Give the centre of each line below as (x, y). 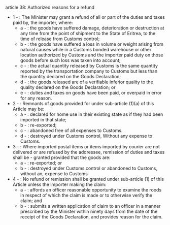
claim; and (31, 201)
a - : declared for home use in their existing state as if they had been (92, 114)
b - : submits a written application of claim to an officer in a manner (90, 206)
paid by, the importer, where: (43, 23)
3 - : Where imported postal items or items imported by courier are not (86, 147)
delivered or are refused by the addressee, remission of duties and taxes (89, 152)
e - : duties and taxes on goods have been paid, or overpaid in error (91, 93)
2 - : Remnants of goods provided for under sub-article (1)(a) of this (83, 103)
